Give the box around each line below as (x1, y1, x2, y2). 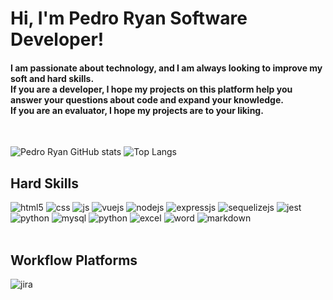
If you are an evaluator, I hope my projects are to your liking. (10, 104, 264, 116)
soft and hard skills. (10, 72, 95, 84)
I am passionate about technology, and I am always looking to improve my (10, 62, 323, 74)
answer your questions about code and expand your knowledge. (10, 93, 284, 106)
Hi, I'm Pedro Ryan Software (10, 7, 248, 30)
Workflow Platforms (10, 252, 138, 269)
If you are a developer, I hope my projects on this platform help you (10, 83, 293, 95)
